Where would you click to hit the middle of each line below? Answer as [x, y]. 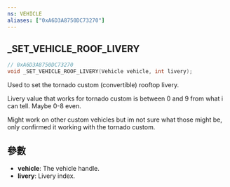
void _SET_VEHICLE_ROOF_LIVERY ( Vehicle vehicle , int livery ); [100, 72]
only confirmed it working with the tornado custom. [81, 127]
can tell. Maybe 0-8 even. [45, 106]
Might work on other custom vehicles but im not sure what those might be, [115, 120]
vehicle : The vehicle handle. [59, 168]
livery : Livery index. [46, 176]
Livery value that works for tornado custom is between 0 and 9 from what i [115, 98]
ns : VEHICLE [25, 14]
